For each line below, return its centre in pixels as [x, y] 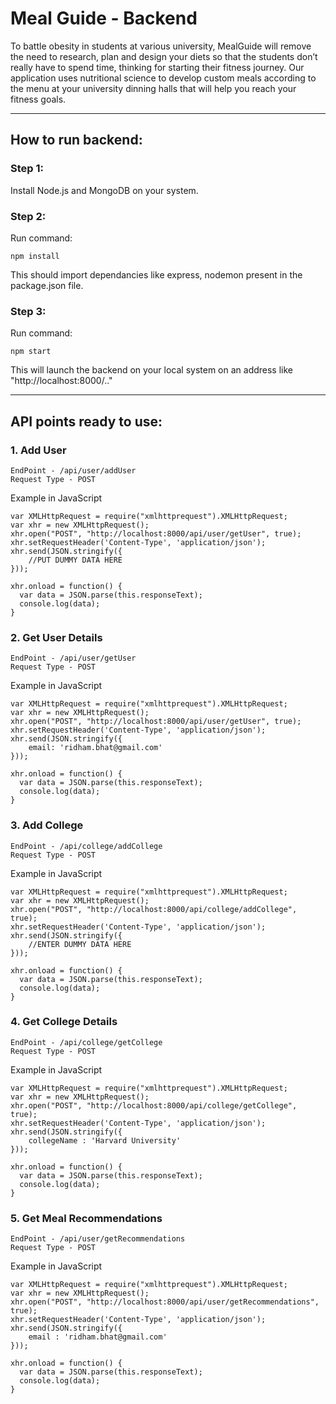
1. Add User [38, 450]
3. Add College [47, 825]
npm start [31, 352]
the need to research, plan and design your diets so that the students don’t [164, 56]
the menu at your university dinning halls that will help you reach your [153, 88]
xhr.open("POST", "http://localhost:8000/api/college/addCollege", [154, 909]
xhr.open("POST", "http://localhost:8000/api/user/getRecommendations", [165, 1302]
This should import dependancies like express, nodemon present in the [156, 274]
